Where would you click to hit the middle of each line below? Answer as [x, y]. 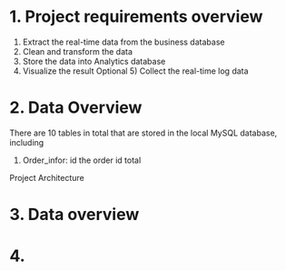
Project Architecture [47, 177]
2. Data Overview [76, 108]
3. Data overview [74, 215]
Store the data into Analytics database [94, 61]
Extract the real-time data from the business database [123, 42]
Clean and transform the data [78, 51]
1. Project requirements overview [136, 17]
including [27, 142]
